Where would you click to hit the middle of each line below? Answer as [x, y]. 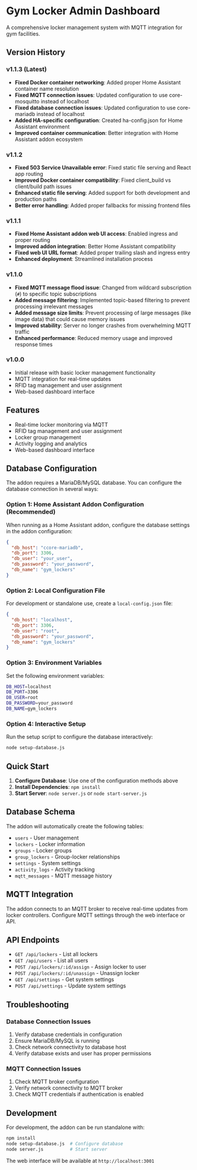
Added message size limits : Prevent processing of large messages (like [103, 313]
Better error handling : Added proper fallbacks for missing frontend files [103, 205]
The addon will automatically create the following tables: [75, 826]
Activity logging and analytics [51, 444]
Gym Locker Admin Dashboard [83, 11]
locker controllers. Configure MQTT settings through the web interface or [96, 915]
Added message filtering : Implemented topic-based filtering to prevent [102, 300]
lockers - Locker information [50, 844]
